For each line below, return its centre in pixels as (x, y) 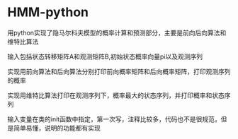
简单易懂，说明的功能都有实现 (57, 128)
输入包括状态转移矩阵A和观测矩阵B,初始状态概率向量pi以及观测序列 (105, 56)
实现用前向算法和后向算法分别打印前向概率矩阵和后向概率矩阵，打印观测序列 (119, 71)
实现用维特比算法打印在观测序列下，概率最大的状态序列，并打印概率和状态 (116, 95)
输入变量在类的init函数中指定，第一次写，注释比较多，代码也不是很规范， (114, 119)
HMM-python (48, 12)
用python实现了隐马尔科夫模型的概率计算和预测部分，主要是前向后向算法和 (117, 32)
